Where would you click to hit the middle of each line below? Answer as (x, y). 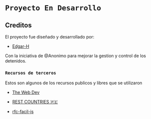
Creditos (19, 25)
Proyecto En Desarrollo (53, 8)
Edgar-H (20, 46)
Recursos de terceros (31, 73)
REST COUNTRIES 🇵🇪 (35, 102)
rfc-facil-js (23, 112)
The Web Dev (26, 92)
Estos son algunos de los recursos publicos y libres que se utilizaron (74, 83)
